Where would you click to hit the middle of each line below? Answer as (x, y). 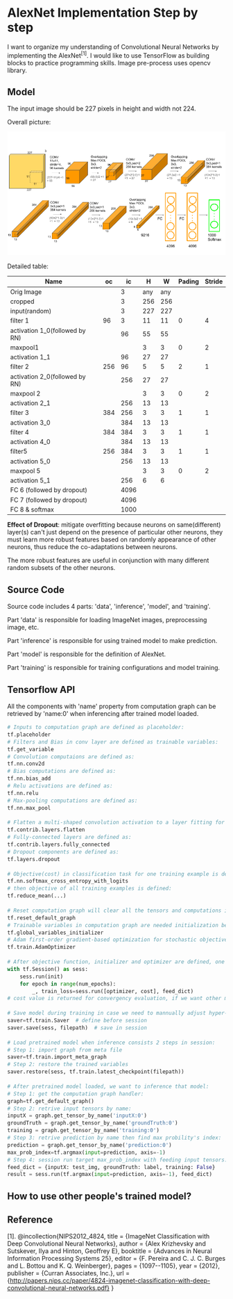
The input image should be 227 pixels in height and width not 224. (102, 108)
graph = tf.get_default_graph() (51, 1101)
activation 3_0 (30, 423)
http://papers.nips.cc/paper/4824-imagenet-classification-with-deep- (110, 1281)
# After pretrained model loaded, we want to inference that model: (108, 1086)
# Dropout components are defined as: (63, 852)
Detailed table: (28, 266)
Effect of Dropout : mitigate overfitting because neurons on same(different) (114, 525)
